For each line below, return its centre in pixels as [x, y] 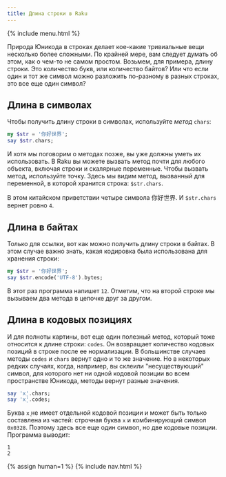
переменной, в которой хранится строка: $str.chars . [85, 183]
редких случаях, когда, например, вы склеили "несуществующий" [106, 366]
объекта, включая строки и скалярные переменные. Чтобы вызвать [108, 169]
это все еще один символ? [47, 83]
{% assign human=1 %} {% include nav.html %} [75, 467]
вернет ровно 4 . [31, 205]
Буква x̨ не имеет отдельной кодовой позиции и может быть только [107, 413]
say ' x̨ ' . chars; [29, 393]
